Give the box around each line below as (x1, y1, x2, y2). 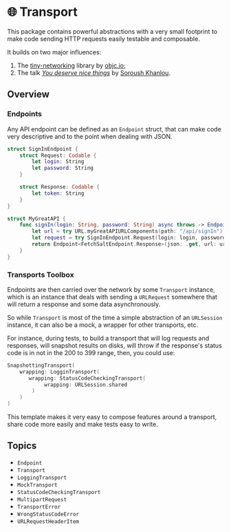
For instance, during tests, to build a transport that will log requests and (7, 334, 210, 342)
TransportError (16, 503, 61, 510)
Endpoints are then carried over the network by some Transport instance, (7, 285, 215, 293)
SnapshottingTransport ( (7, 362, 76, 369)
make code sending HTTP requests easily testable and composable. (7, 34, 201, 43)
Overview (7, 89, 50, 100)
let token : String (32, 190, 85, 197)
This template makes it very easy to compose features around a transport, (7, 413, 217, 421)
